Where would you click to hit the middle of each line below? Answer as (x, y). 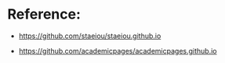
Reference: (44, 14)
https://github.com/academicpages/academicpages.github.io (118, 51)
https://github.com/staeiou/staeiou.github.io (90, 36)
